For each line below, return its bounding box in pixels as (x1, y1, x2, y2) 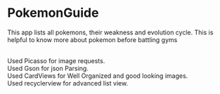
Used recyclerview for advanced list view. (7, 79, 129, 87)
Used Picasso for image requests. (7, 56, 105, 65)
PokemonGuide (7, 5, 99, 21)
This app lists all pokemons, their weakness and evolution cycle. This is (7, 28, 214, 36)
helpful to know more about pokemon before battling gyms (7, 35, 178, 43)
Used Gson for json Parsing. (7, 64, 89, 72)
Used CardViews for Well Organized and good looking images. (7, 72, 188, 80)
